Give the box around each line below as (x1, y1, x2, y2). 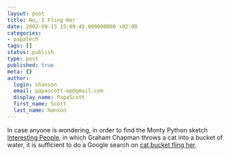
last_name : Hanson (13, 107, 67, 114)
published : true (7, 62, 54, 69)
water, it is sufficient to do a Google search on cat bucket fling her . (7, 140, 197, 149)
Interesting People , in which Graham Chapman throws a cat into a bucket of (7, 133, 223, 141)
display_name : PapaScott (13, 94, 85, 101)
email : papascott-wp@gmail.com (13, 87, 104, 94)
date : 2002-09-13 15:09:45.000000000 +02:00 (7, 23, 138, 30)
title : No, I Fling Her (7, 17, 76, 24)
